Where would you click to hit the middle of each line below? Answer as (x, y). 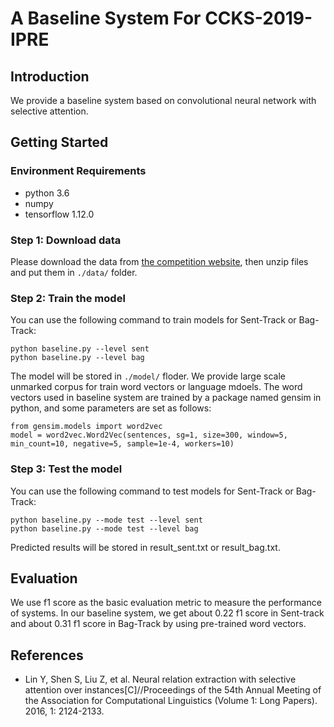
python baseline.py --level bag (77, 358)
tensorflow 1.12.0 (59, 214)
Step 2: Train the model (68, 298)
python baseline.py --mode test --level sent (106, 520)
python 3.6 (47, 193)
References (47, 655)
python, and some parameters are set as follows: (111, 408)
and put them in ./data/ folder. (74, 272)
